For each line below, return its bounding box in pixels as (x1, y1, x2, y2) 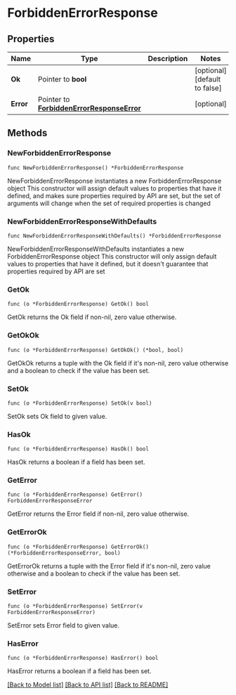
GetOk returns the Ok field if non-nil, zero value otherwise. (7, 313, 177, 321)
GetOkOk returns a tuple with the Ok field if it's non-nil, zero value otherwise (7, 358, 229, 367)
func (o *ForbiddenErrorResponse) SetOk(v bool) (7, 399, 152, 407)
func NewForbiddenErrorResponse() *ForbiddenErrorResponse (7, 164, 184, 171)
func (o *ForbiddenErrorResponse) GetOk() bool (7, 301, 150, 308)
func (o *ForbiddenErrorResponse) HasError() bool (7, 655, 159, 662)
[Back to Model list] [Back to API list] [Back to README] (7, 680, 169, 689)
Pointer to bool (37, 74, 87, 84)
